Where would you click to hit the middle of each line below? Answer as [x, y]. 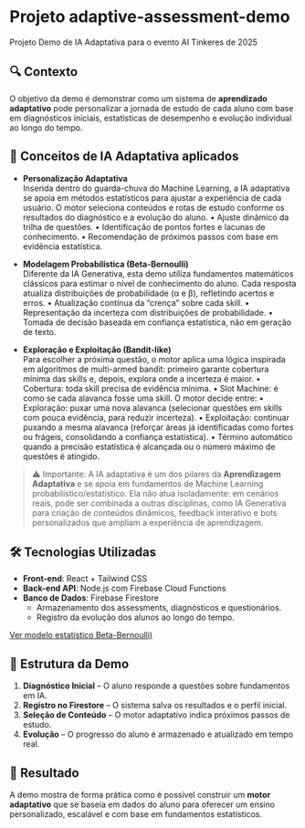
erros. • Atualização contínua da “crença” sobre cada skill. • [136, 302]
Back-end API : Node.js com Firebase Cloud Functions [124, 588]
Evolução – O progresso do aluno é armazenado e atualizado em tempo [158, 734]
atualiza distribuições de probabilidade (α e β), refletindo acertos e [148, 293]
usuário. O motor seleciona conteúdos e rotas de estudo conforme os [153, 207]
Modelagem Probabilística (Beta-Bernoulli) [105, 264]
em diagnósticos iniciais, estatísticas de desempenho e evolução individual [151, 118]
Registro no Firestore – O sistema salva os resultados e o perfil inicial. [155, 706]
